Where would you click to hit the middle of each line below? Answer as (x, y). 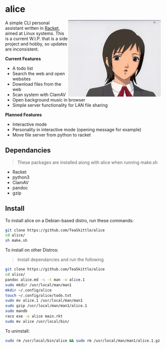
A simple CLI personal (27, 23)
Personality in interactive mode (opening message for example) (77, 129)
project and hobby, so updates (36, 44)
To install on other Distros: (32, 250)
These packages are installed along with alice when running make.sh (87, 162)
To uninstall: (18, 331)
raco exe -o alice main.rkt (34, 316)
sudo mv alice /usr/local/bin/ (37, 321)
